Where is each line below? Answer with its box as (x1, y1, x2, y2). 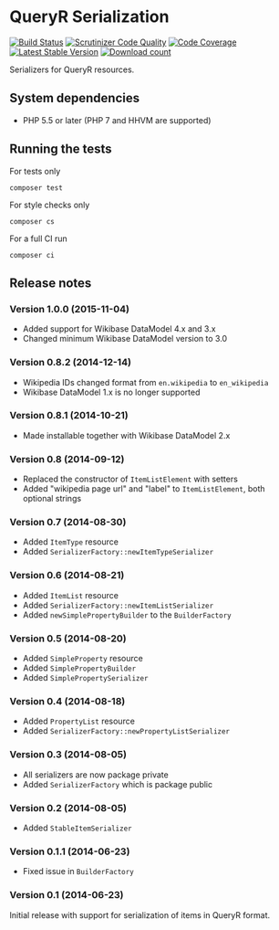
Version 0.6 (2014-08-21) (9, 569, 125, 582)
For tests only (9, 165, 61, 176)
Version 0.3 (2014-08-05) (9, 748, 128, 761)
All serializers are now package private (22, 769, 169, 780)
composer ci (9, 250, 55, 259)
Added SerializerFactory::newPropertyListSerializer (22, 725, 231, 736)
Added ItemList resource (22, 589, 119, 600)
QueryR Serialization (9, 6, 170, 27)
